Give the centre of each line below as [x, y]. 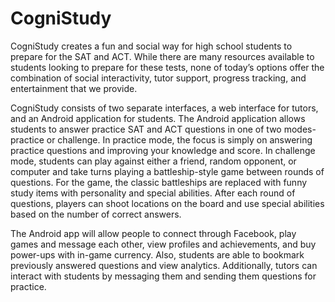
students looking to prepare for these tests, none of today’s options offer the [167, 67]
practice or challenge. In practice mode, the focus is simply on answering [161, 139]
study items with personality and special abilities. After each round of [153, 193]
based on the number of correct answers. [96, 214]
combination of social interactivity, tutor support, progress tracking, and [158, 78]
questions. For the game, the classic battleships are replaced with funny [159, 182]
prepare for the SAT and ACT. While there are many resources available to [162, 56]
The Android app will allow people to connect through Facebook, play [153, 233]
